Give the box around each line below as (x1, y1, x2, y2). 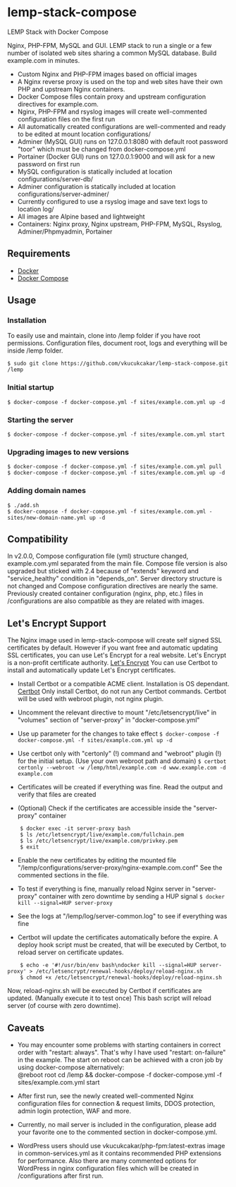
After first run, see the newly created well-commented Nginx (17, 1092, 194, 1100)
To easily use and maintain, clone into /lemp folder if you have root (7, 331, 201, 340)
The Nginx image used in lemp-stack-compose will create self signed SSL (7, 636, 222, 645)
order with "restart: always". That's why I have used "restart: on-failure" (17, 1048, 226, 1057)
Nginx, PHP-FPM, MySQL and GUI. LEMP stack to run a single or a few (7, 41, 213, 49)
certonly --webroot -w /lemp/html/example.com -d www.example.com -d (17, 765, 227, 772)
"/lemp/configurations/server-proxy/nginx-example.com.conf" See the (17, 863, 223, 872)
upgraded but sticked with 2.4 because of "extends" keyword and (7, 567, 199, 576)
